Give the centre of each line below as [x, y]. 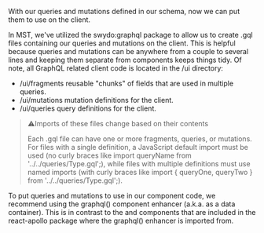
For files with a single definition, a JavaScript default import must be [138, 147]
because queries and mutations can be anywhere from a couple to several [128, 51]
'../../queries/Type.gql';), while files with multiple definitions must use [139, 164]
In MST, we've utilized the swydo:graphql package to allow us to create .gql [130, 35]
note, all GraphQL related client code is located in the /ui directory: [116, 68]
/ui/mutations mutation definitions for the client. [97, 100]
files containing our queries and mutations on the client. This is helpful [122, 43]
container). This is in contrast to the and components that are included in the [132, 212]
